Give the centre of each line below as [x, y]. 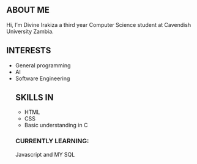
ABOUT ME [28, 10]
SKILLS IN [34, 98]
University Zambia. [30, 31]
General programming [43, 65]
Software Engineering [43, 78]
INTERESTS [29, 50]
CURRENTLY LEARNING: [52, 141]
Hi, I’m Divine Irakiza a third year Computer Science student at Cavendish [99, 24]
